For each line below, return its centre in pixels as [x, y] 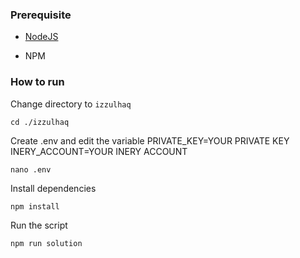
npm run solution [46, 243]
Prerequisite [41, 15]
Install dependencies [53, 188]
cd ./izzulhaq [40, 122]
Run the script [39, 225]
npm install [35, 206]
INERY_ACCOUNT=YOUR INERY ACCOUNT [99, 151]
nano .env [31, 169]
